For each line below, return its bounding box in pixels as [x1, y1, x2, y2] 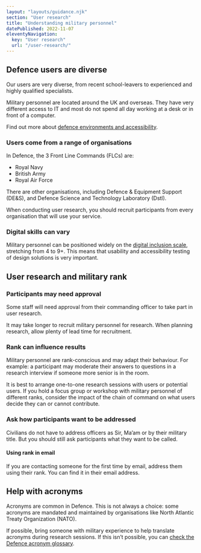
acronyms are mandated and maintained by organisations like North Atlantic [6, 508, 194, 516]
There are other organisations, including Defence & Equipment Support [6, 188, 182, 195]
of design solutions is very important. [6, 254, 99, 261]
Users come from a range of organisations [6, 138, 132, 146]
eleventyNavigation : [6, 31, 58, 37]
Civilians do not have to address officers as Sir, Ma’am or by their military [6, 429, 187, 436]
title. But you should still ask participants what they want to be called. [6, 435, 178, 443]
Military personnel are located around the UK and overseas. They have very [6, 99, 194, 106]
